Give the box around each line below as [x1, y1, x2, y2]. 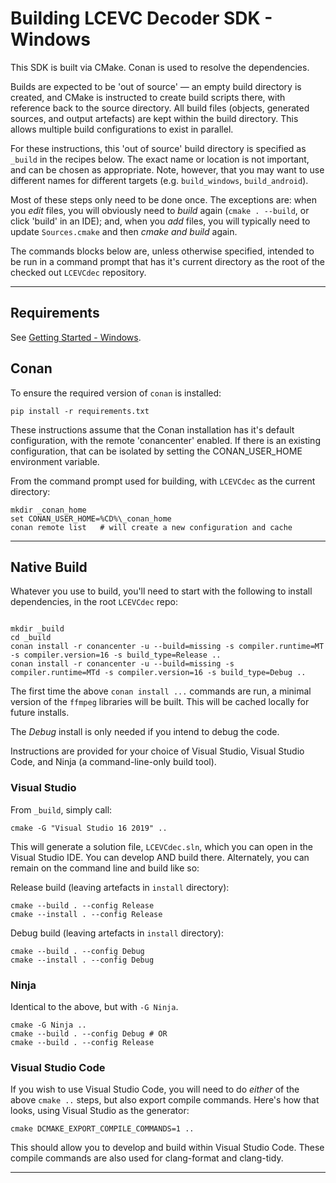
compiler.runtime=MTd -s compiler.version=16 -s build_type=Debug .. [10, 668, 307, 678]
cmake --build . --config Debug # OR [10, 1028, 168, 1039]
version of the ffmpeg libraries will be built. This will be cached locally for [10, 696, 310, 708]
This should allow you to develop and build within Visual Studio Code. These [10, 1142, 325, 1154]
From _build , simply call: [10, 803, 113, 816]
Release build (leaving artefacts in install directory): [10, 881, 230, 893]
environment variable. [10, 455, 100, 467]
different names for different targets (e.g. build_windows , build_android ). [10, 174, 309, 186]
